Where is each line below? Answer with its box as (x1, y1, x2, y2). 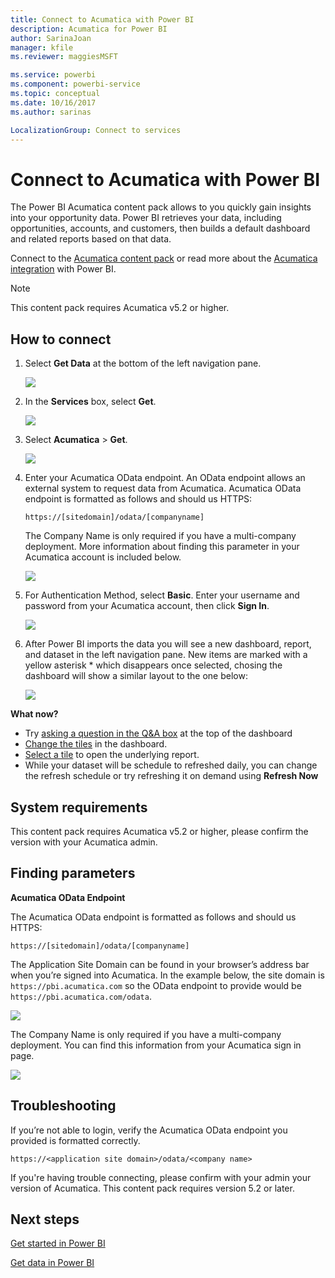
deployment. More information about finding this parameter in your (24, 541, 300, 553)
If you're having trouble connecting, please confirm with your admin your (10, 1171, 312, 1183)
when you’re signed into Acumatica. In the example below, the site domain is (10, 969, 325, 981)
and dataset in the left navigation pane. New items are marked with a (24, 649, 308, 661)
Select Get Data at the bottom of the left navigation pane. (24, 357, 262, 370)
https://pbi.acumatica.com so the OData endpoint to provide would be (10, 979, 302, 991)
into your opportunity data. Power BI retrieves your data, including (10, 212, 282, 224)
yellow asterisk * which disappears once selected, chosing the (24, 659, 283, 671)
